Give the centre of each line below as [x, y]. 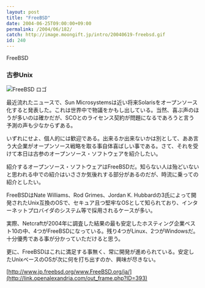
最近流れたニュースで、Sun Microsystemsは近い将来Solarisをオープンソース [102, 102]
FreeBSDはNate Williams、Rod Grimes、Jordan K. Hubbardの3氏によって [99, 195]
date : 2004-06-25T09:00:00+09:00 [49, 23]
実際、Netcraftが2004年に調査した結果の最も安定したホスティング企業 [95, 224]
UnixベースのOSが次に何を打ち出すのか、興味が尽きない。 [85, 260]
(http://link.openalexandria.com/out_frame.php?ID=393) [77, 278]
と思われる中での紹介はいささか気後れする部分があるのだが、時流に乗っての [102, 175]
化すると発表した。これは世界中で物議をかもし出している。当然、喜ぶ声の [100, 110]
